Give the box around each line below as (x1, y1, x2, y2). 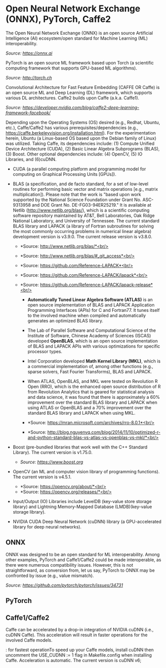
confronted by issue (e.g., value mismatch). (5, 572, 94, 579)
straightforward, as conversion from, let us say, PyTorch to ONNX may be (5, 567, 155, 573)
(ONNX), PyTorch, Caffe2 (5, 13, 111, 25)
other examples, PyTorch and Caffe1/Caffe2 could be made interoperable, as (5, 557, 162, 563)
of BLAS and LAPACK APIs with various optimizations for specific (27, 343, 160, 349)
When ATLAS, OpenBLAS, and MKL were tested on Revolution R (27, 378, 158, 384)
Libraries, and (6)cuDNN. (5, 156, 57, 162)
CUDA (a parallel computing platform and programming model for (12, 166, 146, 172)
